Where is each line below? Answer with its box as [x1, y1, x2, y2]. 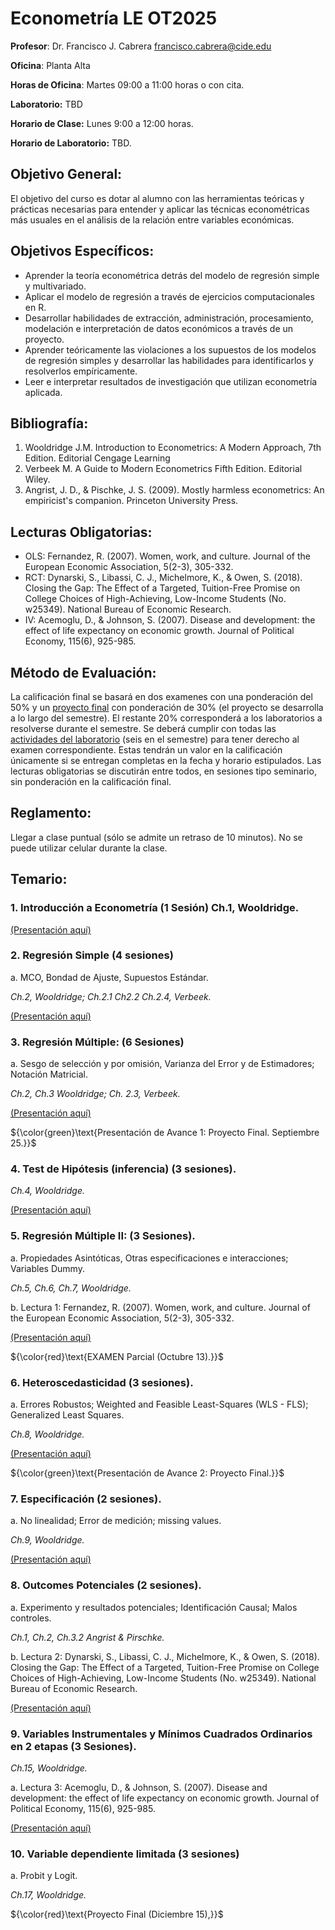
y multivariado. [24, 280, 87, 292]
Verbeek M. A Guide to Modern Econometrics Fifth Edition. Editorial [24, 463, 303, 475]
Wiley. [24, 473, 51, 486]
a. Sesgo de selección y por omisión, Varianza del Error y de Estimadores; [10, 1058, 315, 1070]
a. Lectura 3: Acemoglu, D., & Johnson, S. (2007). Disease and [10, 1781, 268, 1793]
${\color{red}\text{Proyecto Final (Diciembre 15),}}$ [10, 1908, 224, 1921]
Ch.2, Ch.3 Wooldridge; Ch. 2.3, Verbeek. [10, 1088, 181, 1100]
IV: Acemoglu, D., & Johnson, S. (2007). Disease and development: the [24, 614, 316, 626]
